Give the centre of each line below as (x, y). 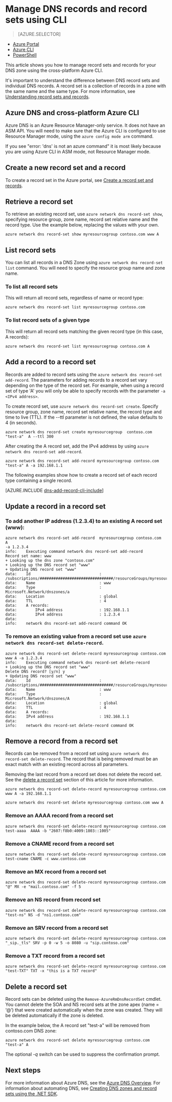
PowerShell (25, 55)
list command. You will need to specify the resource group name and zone (85, 268)
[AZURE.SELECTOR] (39, 34)
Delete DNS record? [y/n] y (35, 671)
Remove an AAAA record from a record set (59, 816)
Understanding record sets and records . (48, 97)
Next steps (23, 1070)
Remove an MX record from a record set (56, 871)
